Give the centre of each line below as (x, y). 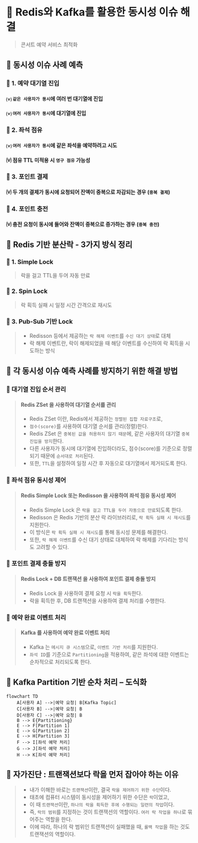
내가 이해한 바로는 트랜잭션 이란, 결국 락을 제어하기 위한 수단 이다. (100, 790)
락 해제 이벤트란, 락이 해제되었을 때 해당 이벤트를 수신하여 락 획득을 (107, 343)
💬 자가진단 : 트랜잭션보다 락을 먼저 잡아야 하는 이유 (92, 774)
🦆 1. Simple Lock (30, 261)
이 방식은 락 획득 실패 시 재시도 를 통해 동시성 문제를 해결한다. (99, 532)
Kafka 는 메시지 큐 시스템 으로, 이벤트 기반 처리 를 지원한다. (94, 647)
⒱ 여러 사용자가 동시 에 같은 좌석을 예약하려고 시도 (62, 145)
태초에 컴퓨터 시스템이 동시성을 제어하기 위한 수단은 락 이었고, (99, 797)
